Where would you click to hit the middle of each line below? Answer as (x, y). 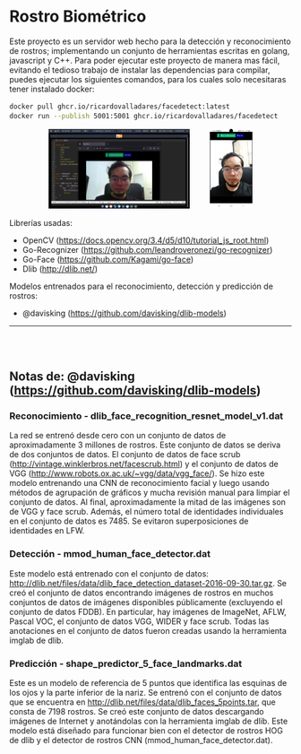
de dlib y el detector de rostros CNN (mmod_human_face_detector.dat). (141, 741)
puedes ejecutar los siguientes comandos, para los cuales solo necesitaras (148, 79)
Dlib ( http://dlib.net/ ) (60, 269)
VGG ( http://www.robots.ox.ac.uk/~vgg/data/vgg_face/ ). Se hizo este (137, 473)
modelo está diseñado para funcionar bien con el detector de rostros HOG (146, 731)
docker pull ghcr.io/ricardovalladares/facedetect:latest (120, 106)
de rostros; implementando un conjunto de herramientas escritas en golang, (150, 50)
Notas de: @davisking (73, 377)
